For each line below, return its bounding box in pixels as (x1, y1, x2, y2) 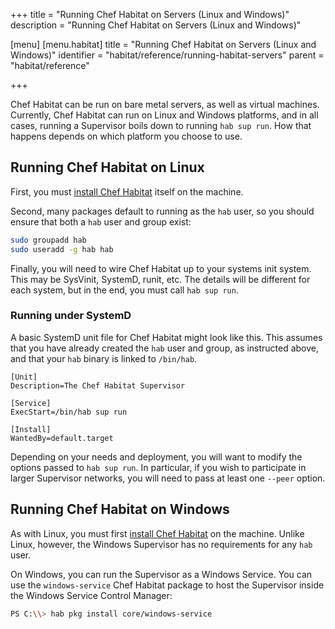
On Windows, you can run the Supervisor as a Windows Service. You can (10, 568, 313, 580)
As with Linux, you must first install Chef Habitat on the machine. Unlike (10, 527, 305, 539)
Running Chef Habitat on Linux (10, 159, 205, 176)
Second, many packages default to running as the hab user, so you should (10, 205, 315, 217)
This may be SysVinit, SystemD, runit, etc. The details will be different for (10, 273, 311, 285)
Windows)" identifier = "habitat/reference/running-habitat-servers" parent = (10, 49, 325, 61)
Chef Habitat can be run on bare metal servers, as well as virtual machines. (10, 99, 320, 110)
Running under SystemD (10, 309, 132, 323)
